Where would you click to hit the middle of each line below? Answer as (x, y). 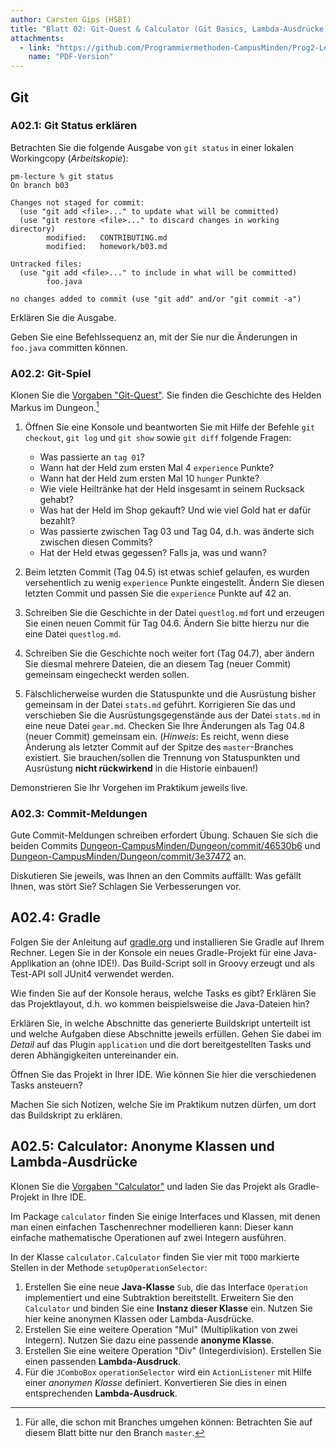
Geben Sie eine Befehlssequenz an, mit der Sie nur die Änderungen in (154, 337)
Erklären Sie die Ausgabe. (63, 317)
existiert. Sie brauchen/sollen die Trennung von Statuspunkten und (162, 757)
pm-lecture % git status (62, 176)
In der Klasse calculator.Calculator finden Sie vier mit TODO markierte (155, 1257)
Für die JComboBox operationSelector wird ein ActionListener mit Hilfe (168, 1372)
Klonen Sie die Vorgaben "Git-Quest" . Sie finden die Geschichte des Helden (166, 395)
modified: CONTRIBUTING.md (107, 237)
